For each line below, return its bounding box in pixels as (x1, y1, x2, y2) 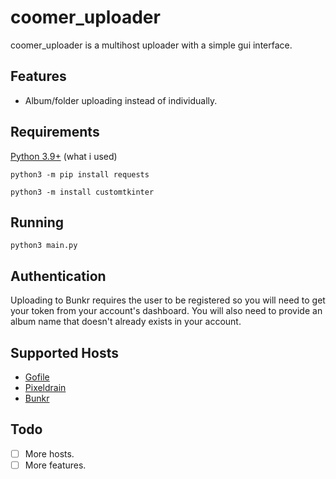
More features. (24, 459, 87, 471)
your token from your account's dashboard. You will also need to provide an (10, 305, 323, 317)
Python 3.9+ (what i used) (10, 150, 118, 162)
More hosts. (24, 447, 75, 460)
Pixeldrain (24, 382, 67, 393)
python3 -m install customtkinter (10, 187, 155, 197)
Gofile (24, 371, 50, 383)
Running (10, 214, 65, 231)
